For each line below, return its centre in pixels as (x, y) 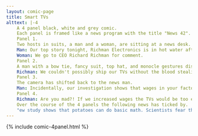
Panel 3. (27, 77)
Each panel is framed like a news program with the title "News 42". (104, 34)
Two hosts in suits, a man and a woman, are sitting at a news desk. (104, 45)
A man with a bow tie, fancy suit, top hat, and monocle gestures (100, 66)
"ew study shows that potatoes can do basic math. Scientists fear (101, 110)
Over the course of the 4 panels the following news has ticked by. (103, 105)
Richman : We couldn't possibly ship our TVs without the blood (96, 72)
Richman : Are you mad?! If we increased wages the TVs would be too (103, 99)
